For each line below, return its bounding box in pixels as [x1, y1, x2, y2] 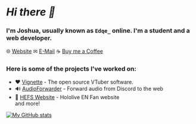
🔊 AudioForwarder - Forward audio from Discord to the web [14, 85, 164, 92]
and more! [14, 100, 41, 107]
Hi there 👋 [6, 5, 55, 19]
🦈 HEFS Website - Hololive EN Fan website [14, 93, 120, 100]
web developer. [6, 34, 52, 42]
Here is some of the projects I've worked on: [6, 65, 137, 73]
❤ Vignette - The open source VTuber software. [14, 78, 134, 85]
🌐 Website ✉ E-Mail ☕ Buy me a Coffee [6, 47, 103, 55]
